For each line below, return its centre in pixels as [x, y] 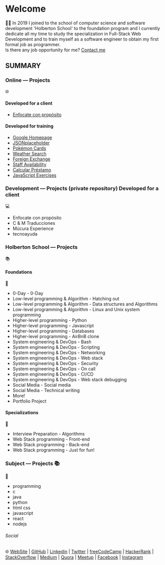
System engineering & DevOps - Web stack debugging [70, 379]
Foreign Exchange [31, 159]
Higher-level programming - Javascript [53, 325]
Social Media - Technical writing [46, 390]
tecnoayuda [25, 234]
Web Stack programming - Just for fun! [53, 450]
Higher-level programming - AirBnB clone [56, 336]
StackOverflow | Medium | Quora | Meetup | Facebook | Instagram [74, 557]
